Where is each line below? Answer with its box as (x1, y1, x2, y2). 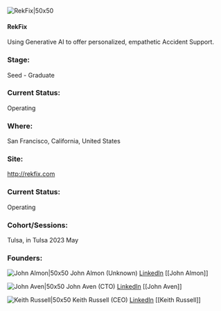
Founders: (7, 253, 43, 263)
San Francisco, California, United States (7, 137, 121, 145)
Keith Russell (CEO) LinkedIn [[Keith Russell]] (72, 296, 201, 304)
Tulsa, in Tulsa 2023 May (7, 236, 79, 244)
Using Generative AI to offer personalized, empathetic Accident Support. (7, 38, 215, 46)
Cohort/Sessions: (7, 220, 68, 230)
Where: (7, 121, 33, 131)
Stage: (7, 55, 30, 65)
